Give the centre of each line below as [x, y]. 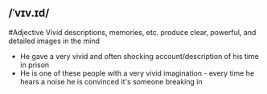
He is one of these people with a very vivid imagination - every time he [137, 73]
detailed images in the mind [54, 41]
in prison [35, 65]
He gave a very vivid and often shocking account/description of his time [139, 56]
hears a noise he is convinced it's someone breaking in [111, 81]
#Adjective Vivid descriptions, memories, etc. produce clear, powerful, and [132, 32]
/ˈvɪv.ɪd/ [29, 13]
